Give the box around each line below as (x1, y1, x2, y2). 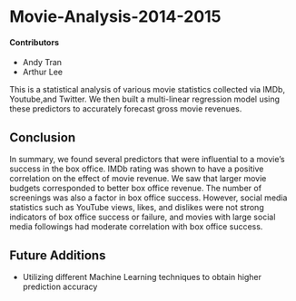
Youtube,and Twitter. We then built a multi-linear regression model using (9, 93, 280, 105)
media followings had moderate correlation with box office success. (9, 221, 263, 232)
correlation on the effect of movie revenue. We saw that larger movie (9, 173, 267, 184)
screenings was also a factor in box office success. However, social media (9, 192, 288, 203)
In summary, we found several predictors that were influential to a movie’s (9, 154, 285, 165)
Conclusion (9, 130, 76, 145)
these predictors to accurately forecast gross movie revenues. (9, 103, 242, 114)
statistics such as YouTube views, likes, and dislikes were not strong (9, 202, 265, 213)
